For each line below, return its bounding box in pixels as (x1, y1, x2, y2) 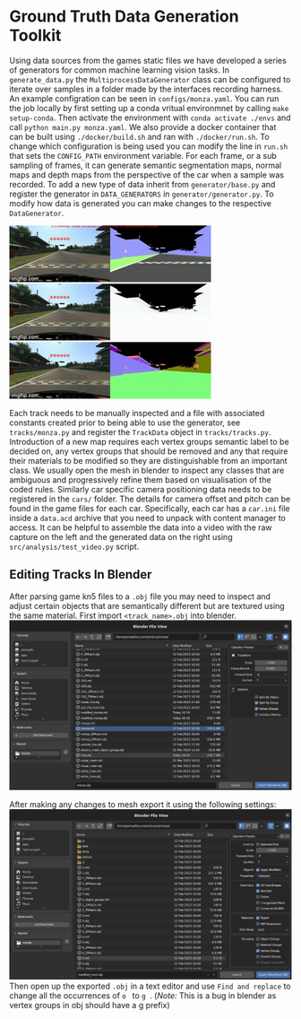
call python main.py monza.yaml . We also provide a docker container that (9, 121, 277, 132)
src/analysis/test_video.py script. (9, 541, 140, 552)
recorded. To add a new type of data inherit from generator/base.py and (9, 179, 276, 189)
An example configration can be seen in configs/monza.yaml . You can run (9, 92, 279, 104)
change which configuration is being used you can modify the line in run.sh (9, 141, 288, 152)
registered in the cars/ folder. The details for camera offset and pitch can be (9, 493, 291, 504)
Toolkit (9, 25, 62, 46)
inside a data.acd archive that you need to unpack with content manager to (9, 512, 287, 523)
